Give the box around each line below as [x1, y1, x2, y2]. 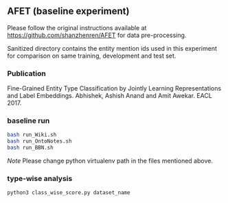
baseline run [7, 116, 50, 126]
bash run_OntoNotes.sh [7, 138, 72, 145]
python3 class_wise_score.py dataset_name [7, 189, 130, 196]
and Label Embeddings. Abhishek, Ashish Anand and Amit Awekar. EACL [7, 92, 213, 100]
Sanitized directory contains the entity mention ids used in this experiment [7, 44, 218, 52]
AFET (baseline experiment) [7, 5, 130, 17]
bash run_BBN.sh [7, 144, 54, 152]
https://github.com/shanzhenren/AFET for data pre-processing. [7, 31, 187, 39]
